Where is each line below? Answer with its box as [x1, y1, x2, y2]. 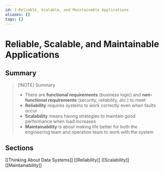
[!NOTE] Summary [17, 82, 56, 88]
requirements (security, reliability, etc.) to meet [48, 97, 146, 103]
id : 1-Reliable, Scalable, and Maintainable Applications [5, 7, 129, 13]
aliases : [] [5, 12, 30, 17]
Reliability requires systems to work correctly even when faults [25, 102, 156, 108]
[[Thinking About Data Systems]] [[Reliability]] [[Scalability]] [5, 157, 129, 163]
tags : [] [5, 17, 24, 22]
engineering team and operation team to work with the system [25, 129, 154, 135]
